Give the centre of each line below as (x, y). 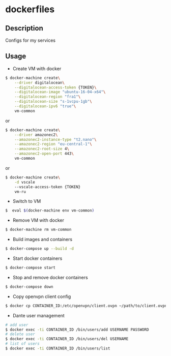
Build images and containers (42, 240)
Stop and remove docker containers (50, 277)
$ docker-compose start (31, 268)
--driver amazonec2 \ (36, 135)
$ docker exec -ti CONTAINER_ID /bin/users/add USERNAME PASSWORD (77, 330)
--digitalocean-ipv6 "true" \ (45, 106)
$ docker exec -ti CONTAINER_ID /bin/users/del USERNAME (67, 339)
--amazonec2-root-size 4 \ (42, 149)
